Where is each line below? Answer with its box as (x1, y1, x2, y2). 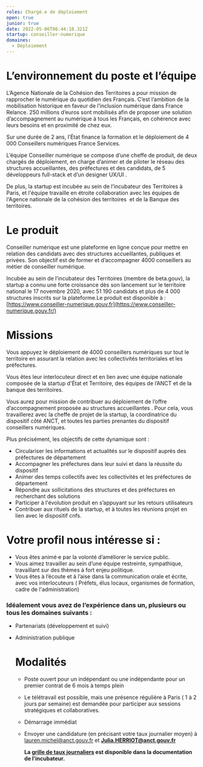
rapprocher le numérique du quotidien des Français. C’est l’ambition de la (6, 95, 189, 103)
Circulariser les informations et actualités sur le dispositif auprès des (15, 447, 187, 454)
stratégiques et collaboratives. (24, 706, 100, 713)
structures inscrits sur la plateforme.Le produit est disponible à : (6, 294, 166, 301)
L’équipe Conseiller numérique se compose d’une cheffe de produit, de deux (6, 151, 198, 159)
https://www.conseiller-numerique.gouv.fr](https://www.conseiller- (8, 300, 176, 308)
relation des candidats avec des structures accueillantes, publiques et (6, 250, 181, 257)
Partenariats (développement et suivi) (15, 622, 109, 630)
